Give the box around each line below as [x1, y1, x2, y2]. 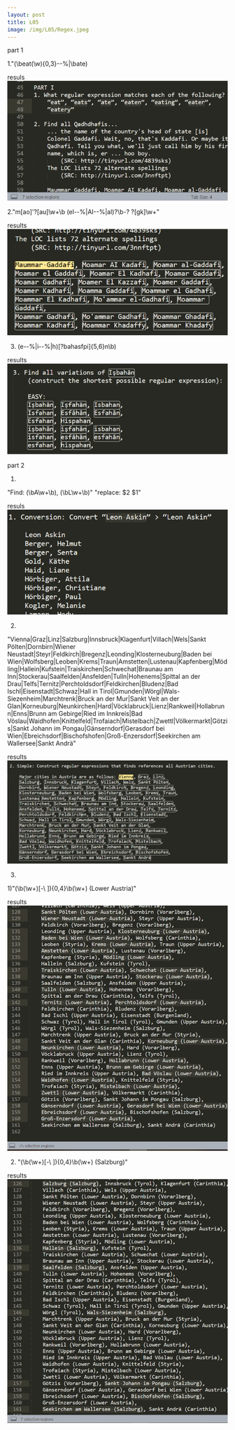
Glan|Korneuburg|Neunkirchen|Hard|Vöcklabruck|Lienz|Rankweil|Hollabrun [7, 701, 225, 710]
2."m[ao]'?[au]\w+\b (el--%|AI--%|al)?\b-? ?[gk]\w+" [7, 208, 159, 216]
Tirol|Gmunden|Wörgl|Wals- [99, 687, 180, 695]
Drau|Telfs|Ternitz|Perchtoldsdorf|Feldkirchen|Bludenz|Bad [7, 679, 178, 688]
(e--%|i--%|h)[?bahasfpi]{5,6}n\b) [17, 343, 117, 351]
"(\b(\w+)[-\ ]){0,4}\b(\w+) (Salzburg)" [17, 1157, 128, 1166]
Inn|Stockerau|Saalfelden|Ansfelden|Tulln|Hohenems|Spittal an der [7, 672, 201, 680]
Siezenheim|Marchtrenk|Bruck [7, 694, 95, 703]
